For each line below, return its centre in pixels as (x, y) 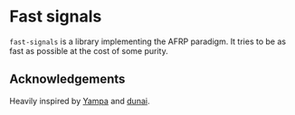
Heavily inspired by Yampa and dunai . (80, 101)
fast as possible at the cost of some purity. (89, 50)
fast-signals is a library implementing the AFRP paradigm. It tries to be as (148, 41)
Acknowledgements (67, 80)
